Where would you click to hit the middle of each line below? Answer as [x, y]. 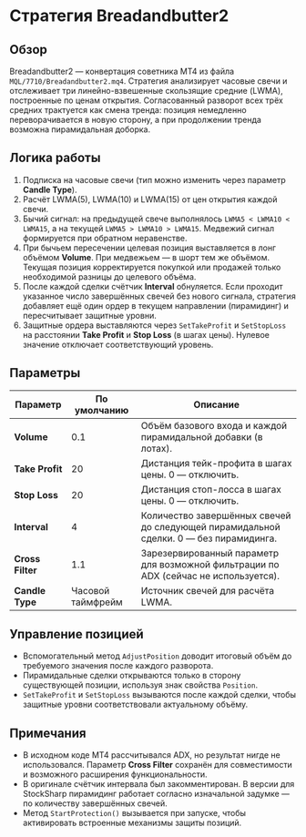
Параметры [45, 373]
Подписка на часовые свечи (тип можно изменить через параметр [154, 179]
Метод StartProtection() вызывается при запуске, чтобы [134, 813]
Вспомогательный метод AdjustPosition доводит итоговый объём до [157, 656]
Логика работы [55, 158]
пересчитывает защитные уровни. [89, 315]
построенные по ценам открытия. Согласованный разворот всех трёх [147, 100]
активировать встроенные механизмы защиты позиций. [132, 823]
